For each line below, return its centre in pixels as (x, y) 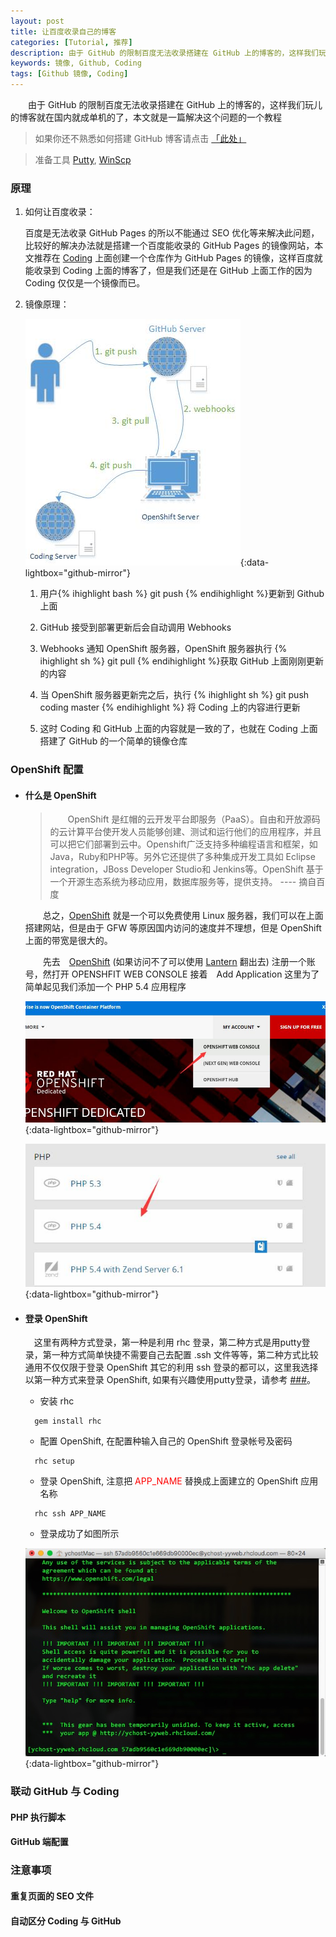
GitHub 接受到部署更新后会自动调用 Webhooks (135, 627)
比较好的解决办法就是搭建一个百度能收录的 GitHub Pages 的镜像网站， (169, 246)
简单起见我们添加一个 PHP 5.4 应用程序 (105, 987)
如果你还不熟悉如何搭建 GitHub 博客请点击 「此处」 (140, 138)
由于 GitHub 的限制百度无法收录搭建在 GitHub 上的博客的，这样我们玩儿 (175, 104)
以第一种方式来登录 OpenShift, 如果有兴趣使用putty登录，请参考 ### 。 (170, 1380)
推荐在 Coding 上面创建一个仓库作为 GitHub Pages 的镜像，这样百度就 (178, 258)
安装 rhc (57, 1401)
